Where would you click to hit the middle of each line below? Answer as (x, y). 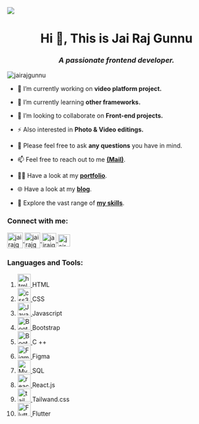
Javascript (47, 313)
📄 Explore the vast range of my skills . (71, 203)
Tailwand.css (51, 400)
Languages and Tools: (45, 262)
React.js (44, 385)
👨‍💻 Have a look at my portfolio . (62, 176)
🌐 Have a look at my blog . (54, 189)
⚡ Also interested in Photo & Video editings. (80, 130)
